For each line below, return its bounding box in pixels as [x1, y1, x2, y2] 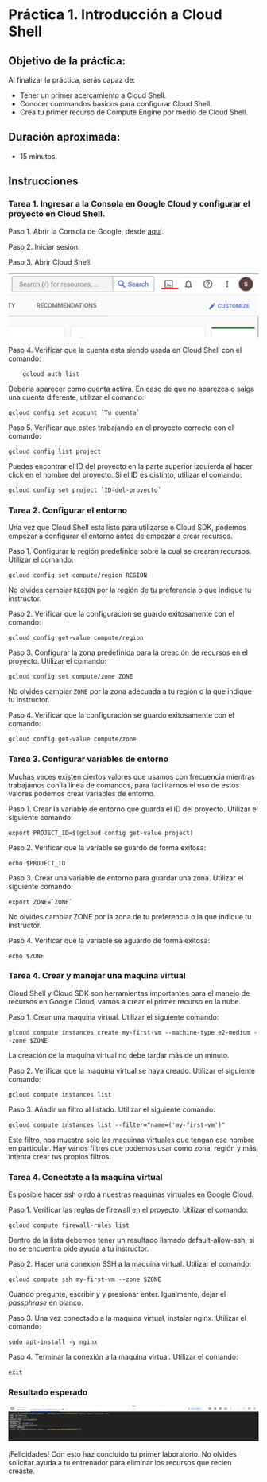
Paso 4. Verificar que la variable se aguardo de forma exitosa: [8, 935, 211, 945]
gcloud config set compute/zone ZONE [8, 673, 133, 681]
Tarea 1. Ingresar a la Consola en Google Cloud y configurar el [8, 199, 250, 210]
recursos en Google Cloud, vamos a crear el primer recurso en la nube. [8, 996, 242, 1006]
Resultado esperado [8, 1387, 88, 1398]
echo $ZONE [8, 952, 44, 960]
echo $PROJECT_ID [8, 859, 66, 867]
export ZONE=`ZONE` [8, 898, 73, 906]
